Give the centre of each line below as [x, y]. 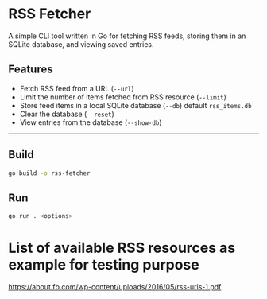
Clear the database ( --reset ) [67, 114]
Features [31, 70]
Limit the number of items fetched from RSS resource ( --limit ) [123, 97]
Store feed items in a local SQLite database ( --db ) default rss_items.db [135, 105]
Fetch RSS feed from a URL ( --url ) [77, 88]
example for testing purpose [104, 265]
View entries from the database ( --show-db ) [91, 122]
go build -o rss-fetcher [49, 173]
